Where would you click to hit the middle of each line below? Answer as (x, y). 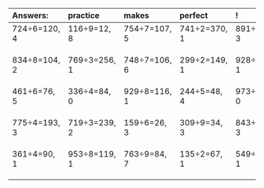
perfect (194, 15)
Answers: (30, 15)
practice (84, 15)
